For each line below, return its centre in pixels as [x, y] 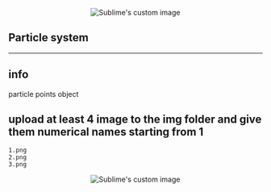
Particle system [48, 38]
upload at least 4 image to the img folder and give [135, 120]
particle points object [44, 94]
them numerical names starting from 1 [106, 132]
